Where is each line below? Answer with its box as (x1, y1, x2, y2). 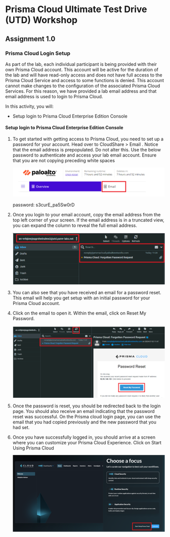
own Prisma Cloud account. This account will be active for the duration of (5, 66, 158, 72)
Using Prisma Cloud (12, 445, 54, 451)
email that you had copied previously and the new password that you (12, 419, 157, 425)
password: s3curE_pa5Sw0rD (12, 202, 75, 208)
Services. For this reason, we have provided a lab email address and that (5, 88, 157, 94)
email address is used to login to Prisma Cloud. (5, 93, 103, 99)
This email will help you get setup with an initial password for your (12, 295, 150, 301)
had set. (12, 425, 30, 431)
